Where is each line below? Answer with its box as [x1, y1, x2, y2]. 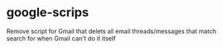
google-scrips [6, 5, 89, 20]
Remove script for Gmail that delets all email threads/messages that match [6, 27, 217, 35]
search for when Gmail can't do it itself [6, 34, 116, 42]
